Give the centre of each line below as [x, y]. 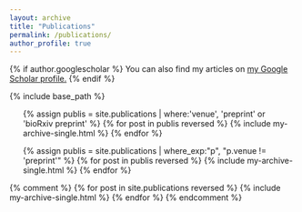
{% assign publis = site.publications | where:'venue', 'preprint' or [144, 114]
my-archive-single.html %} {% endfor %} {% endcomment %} [126, 197]
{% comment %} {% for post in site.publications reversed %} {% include [145, 188]
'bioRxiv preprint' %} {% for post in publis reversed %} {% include [146, 124]
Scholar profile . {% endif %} [62, 79]
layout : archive [40, 18]
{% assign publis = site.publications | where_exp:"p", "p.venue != [144, 151]
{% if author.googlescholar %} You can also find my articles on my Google [149, 69]
